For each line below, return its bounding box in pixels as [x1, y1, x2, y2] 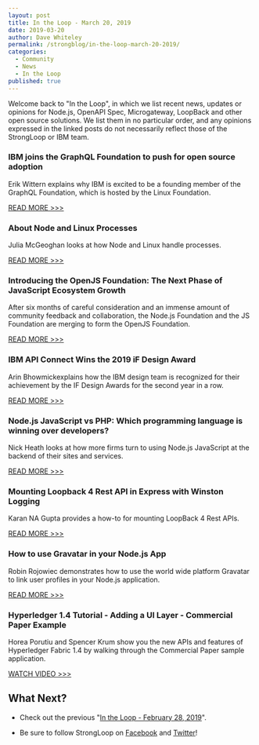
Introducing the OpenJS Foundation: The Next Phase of [8, 276, 223, 287]
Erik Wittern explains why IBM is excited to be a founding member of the [8, 179, 241, 188]
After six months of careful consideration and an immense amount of [8, 303, 230, 312]
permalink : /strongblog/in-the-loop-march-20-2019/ [8, 41, 180, 49]
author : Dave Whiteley [8, 33, 82, 42]
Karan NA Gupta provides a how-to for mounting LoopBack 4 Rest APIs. [8, 513, 240, 523]
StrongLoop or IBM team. [8, 132, 90, 141]
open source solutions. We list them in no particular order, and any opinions [8, 115, 252, 125]
